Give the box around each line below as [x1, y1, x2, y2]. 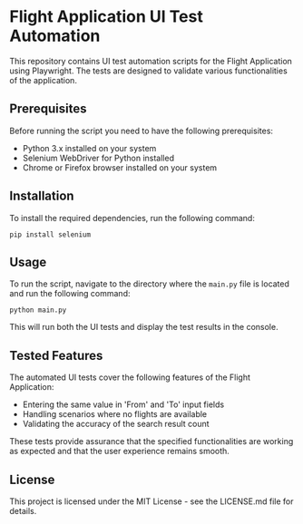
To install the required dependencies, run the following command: [9, 212, 256, 223]
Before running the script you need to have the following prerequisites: [9, 125, 274, 136]
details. [9, 506, 37, 516]
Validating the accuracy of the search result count [22, 419, 210, 430]
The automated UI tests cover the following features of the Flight [9, 372, 251, 383]
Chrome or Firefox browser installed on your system [22, 161, 218, 173]
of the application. [9, 74, 77, 85]
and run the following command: [9, 288, 131, 299]
